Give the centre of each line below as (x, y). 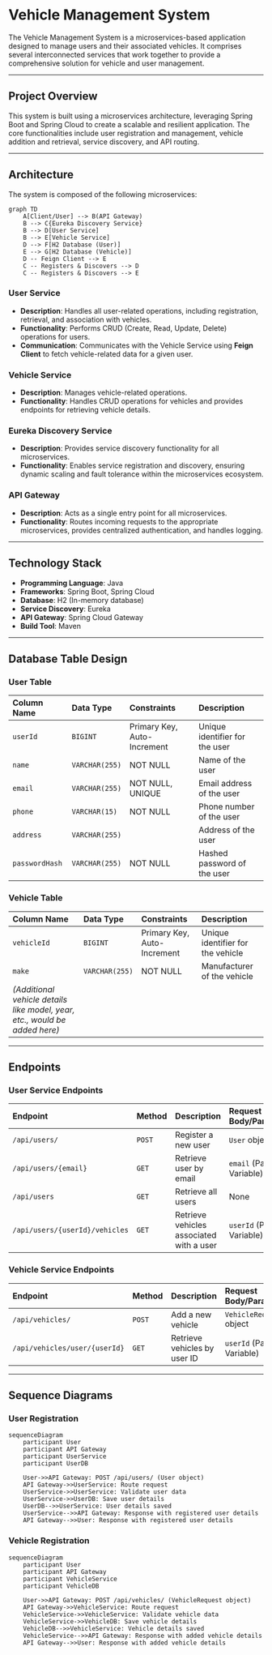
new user (193, 1145)
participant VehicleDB (61, 1586)
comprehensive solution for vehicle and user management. (106, 63)
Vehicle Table (36, 898)
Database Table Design (68, 659)
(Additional (34, 989)
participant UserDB (56, 1464)
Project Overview (53, 96)
